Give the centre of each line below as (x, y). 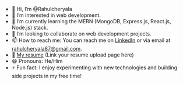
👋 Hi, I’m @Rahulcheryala (42, 9)
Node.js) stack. (30, 27)
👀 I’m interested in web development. (56, 15)
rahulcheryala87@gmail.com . (47, 49)
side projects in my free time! (46, 76)
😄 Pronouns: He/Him (37, 61)
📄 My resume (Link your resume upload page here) (73, 55)
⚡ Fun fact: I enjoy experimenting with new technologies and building (94, 68)
